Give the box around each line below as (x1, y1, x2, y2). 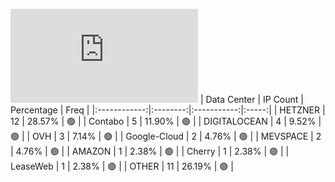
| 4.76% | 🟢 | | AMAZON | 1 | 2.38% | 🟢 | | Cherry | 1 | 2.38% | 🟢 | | (10, 145, 290, 157)
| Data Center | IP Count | (199, 94, 304, 105)
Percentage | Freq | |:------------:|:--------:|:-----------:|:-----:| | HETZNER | (10, 104, 326, 116)
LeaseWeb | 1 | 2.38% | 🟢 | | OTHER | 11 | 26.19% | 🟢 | (10, 160, 234, 172)
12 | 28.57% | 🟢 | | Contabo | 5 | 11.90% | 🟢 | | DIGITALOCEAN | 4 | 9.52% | (10, 115, 322, 127)
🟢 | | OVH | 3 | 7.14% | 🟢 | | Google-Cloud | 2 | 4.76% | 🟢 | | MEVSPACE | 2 (10, 130, 322, 142)
